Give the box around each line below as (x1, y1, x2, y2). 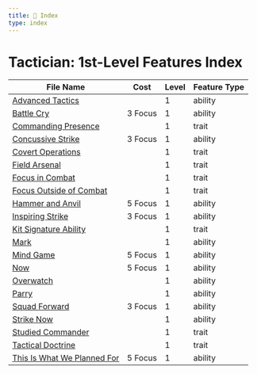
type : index (8, 19, 48, 27)
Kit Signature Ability (12, 223, 86, 235)
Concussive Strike (12, 134, 80, 145)
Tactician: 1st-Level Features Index (8, 53, 244, 71)
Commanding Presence (12, 120, 100, 132)
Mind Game (12, 250, 56, 261)
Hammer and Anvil (12, 198, 82, 209)
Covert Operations (12, 147, 81, 158)
